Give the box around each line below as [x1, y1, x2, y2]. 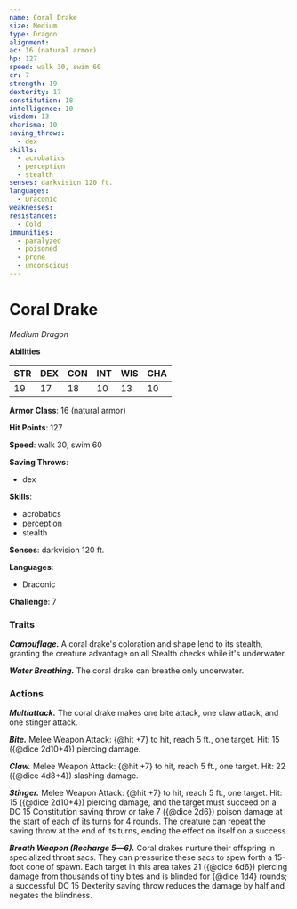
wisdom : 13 [9, 112, 50, 121]
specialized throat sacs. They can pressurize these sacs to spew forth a [9, 852, 273, 863]
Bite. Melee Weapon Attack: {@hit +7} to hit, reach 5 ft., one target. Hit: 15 [9, 735, 280, 745]
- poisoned [17, 245, 58, 253]
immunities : [9, 228, 53, 237]
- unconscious [17, 261, 69, 270]
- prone [17, 253, 46, 262]
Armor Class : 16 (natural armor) [9, 405, 126, 415]
